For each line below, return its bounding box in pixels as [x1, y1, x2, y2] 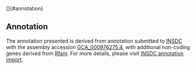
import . [6, 56, 23, 63]
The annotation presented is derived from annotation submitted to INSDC [6, 37, 183, 44]
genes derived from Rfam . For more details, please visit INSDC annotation [6, 50, 184, 57]
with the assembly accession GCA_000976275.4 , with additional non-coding [6, 43, 190, 50]
